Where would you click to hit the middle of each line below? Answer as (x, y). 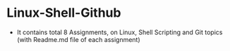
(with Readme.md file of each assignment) (78, 39)
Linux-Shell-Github (64, 13)
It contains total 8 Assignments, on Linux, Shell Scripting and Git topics (120, 32)
